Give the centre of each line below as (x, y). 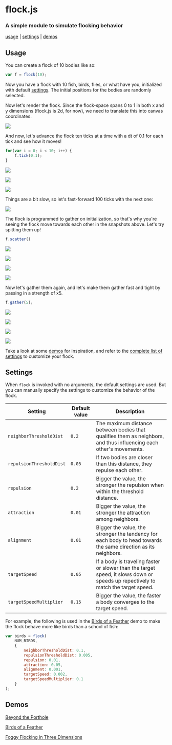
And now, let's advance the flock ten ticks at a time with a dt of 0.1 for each (84, 136)
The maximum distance (124, 424)
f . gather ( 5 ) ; (19, 302)
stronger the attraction (123, 513)
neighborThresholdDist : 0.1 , (55, 650)
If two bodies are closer (124, 458)
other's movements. (120, 449)
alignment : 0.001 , (43, 669)
